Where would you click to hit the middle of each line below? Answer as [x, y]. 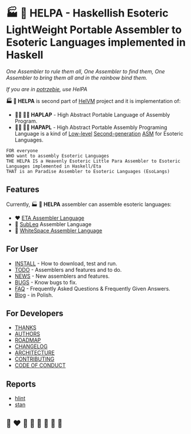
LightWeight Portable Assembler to [94, 30]
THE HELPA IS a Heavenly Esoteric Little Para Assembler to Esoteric [93, 161]
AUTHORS [27, 334]
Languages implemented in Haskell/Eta [54, 166]
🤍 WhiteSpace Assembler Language [58, 230]
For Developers [35, 313]
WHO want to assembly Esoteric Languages [58, 156]
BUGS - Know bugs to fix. [46, 282]
